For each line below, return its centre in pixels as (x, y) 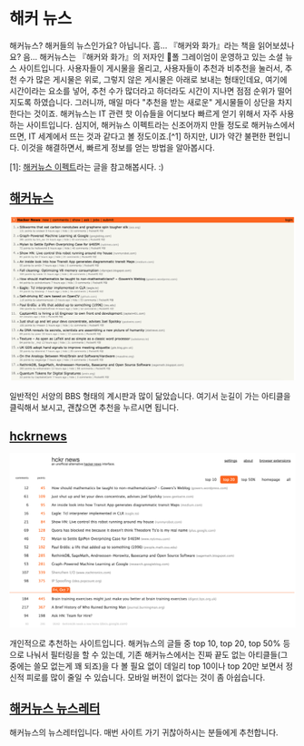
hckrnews (39, 437)
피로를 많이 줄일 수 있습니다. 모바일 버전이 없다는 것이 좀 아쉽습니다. (146, 678)
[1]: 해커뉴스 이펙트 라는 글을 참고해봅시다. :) (87, 167)
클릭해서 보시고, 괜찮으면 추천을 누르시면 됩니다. (94, 407)
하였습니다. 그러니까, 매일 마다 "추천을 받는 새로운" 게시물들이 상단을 (154, 102)
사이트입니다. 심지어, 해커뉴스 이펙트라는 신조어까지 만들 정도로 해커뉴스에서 (161, 124)
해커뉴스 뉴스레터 (55, 709)
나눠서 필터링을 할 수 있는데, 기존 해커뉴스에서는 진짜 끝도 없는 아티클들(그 (157, 655)
